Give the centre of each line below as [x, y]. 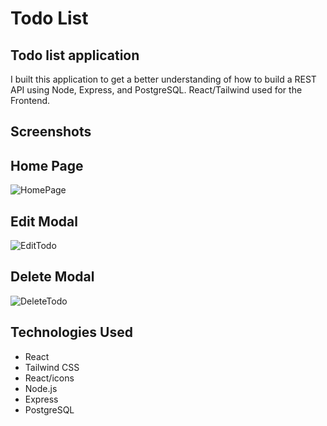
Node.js [41, 388]
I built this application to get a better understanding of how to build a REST [163, 79]
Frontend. [30, 100]
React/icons [49, 378]
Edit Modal [44, 221]
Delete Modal [52, 277]
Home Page [47, 165]
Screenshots [51, 132]
